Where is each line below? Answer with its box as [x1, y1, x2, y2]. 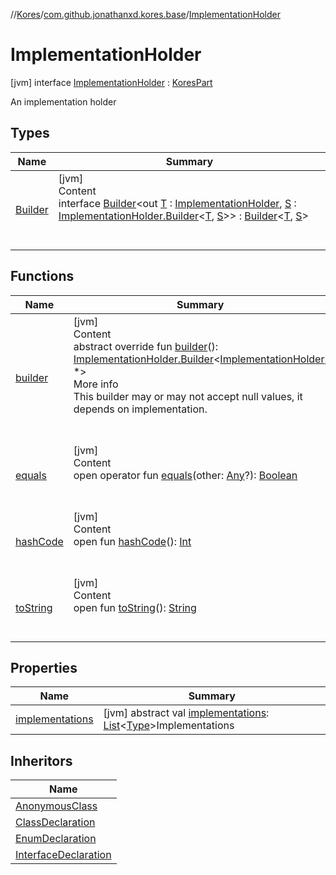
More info [73, 377, 119, 391]
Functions [10, 268, 75, 285]
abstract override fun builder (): [73, 339, 219, 353]
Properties [10, 659, 78, 676]
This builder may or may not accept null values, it [73, 389, 303, 403]
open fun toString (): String [73, 600, 197, 614]
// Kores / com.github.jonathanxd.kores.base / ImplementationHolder [10, 9, 281, 20]
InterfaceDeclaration [15, 848, 112, 862]
